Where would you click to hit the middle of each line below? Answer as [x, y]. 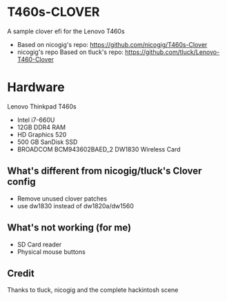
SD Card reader [39, 244]
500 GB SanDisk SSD [47, 142]
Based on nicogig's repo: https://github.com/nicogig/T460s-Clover [112, 44]
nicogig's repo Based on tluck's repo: [70, 52]
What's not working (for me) [69, 228]
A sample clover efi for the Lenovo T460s [66, 31]
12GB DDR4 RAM [41, 127]
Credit [21, 273]
